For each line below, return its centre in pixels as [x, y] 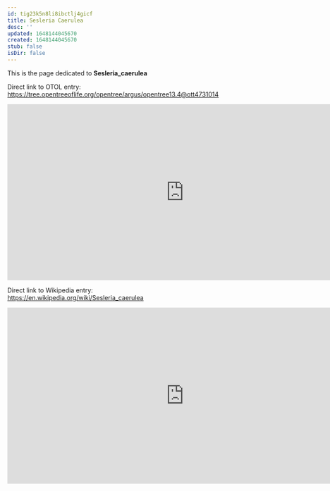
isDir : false [26, 54]
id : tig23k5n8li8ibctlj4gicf [50, 14]
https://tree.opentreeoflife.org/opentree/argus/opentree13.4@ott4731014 [113, 94]
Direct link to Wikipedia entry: [50, 290]
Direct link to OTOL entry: [44, 87]
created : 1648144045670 [42, 40]
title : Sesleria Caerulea [45, 20]
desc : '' [20, 27]
